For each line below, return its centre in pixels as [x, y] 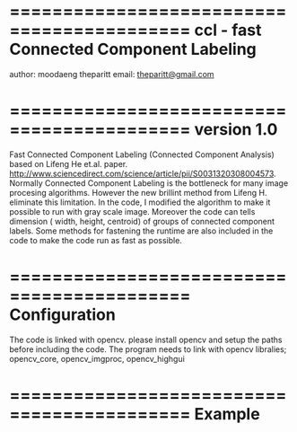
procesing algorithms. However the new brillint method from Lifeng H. [138, 192]
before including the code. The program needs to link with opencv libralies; [148, 349]
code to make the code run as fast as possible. [96, 240]
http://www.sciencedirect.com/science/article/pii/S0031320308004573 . [143, 173]
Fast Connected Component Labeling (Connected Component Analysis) [142, 154]
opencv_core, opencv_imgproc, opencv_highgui [97, 358]
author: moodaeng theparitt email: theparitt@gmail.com [112, 74]
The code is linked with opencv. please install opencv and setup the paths [146, 339]
